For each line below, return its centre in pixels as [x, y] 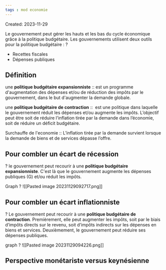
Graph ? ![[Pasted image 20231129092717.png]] [54, 186]
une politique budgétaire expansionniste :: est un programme [69, 87]
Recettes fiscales [30, 54]
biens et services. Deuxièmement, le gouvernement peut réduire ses [76, 230]
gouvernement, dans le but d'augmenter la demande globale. [68, 97]
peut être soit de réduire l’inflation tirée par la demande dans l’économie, [80, 118]
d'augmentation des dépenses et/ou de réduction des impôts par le [74, 92]
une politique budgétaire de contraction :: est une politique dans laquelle [82, 107]
